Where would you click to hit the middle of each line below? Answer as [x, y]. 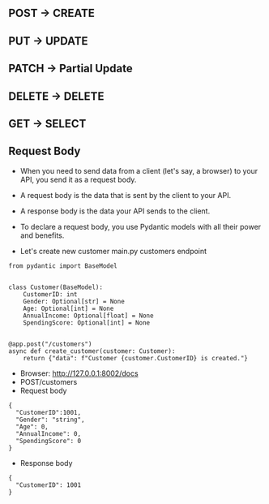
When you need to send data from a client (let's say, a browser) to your [139, 170]
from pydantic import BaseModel [63, 266]
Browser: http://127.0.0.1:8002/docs [79, 373]
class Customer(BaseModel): [56, 287]
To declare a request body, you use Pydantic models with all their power [141, 226]
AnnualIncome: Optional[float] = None [88, 316]
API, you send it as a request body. [78, 179]
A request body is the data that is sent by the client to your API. [126, 195]
